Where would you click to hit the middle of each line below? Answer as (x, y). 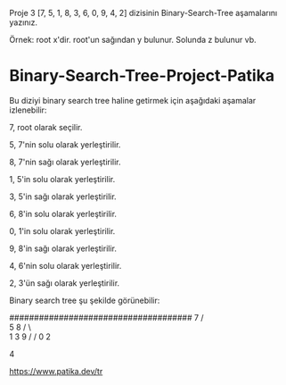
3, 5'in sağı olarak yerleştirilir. (63, 197)
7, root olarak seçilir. (46, 127)
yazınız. (24, 22)
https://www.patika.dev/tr (56, 371)
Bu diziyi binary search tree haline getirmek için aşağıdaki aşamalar (133, 100)
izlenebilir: (28, 110)
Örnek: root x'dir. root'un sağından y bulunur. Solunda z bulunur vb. (133, 40)
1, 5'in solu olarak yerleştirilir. (62, 179)
